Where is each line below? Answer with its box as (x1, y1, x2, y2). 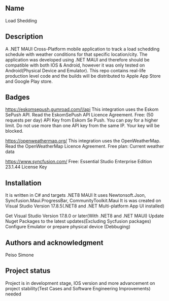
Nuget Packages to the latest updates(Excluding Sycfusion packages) (5, 218, 151, 224)
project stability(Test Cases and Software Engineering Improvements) (5, 285, 151, 291)
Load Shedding (5, 17, 37, 23)
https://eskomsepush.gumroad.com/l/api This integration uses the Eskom (5, 106, 159, 112)
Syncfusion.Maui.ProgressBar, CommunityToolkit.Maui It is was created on (5, 198, 161, 204)
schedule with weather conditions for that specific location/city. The (5, 51, 148, 57)
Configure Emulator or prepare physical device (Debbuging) (5, 224, 130, 230)
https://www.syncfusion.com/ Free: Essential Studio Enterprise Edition (5, 159, 152, 165)
